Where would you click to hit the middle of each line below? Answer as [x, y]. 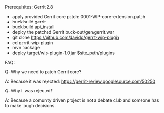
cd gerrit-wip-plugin [33, 43]
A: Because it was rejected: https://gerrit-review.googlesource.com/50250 [80, 81]
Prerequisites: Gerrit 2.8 [29, 7]
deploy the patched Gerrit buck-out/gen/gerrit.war [63, 32]
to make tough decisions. [31, 105]
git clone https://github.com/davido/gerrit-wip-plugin [66, 37]
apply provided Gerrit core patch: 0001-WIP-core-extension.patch [79, 16]
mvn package [26, 48]
